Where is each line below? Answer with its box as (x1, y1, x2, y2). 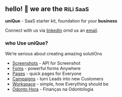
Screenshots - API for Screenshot (12, 60, 81, 66)
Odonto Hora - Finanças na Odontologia (12, 86, 93, 92)
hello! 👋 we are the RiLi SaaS (5, 5, 90, 13)
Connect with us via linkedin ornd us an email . (5, 27, 98, 33)
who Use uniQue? (5, 40, 48, 47)
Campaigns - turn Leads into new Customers (12, 76, 104, 82)
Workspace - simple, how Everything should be (12, 81, 109, 87)
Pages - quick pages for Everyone (12, 71, 82, 76)
